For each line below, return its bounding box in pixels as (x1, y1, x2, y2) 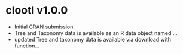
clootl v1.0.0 (5, 4, 68, 17)
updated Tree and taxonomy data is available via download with (14, 36, 172, 43)
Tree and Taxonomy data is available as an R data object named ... (14, 29, 178, 36)
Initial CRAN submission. (14, 23, 75, 30)
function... (14, 42, 40, 49)
